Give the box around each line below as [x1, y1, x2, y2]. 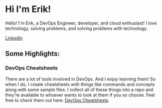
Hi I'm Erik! [5, 3, 51, 15]
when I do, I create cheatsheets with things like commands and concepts [5, 81, 155, 87]
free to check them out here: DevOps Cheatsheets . [5, 97, 110, 103]
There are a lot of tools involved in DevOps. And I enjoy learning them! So [5, 76, 156, 82]
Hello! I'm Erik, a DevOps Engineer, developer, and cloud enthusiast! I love [5, 20, 157, 26]
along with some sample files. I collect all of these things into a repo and [5, 86, 154, 92]
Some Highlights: [5, 49, 60, 58]
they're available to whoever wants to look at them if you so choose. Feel [5, 91, 155, 98]
